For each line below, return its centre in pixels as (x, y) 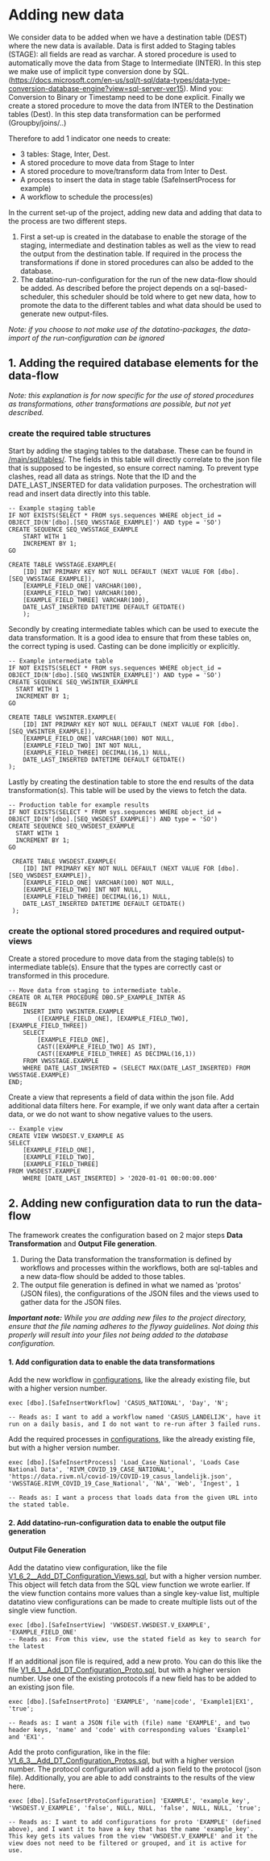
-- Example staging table (52, 509)
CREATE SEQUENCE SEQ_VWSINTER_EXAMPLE (73, 683)
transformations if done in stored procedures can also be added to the (137, 262)
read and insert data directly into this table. (80, 494)
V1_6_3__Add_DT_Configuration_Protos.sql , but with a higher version (121, 1761)
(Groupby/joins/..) (37, 123)
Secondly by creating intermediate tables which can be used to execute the (134, 629)
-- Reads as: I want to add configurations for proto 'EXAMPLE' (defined (135, 1822)
